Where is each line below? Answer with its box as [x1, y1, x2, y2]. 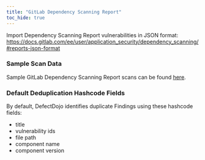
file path [15, 134, 37, 141]
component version [15, 147, 65, 155]
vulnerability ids [15, 128, 56, 135]
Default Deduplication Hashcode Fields [6, 89, 125, 97]
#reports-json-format [6, 44, 61, 52]
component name [15, 140, 60, 148]
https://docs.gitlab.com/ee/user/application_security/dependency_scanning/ [6, 38, 199, 45]
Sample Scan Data [6, 59, 62, 68]
